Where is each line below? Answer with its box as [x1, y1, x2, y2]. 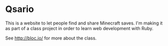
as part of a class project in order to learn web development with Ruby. [5, 25, 154, 31]
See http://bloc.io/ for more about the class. [5, 35, 97, 41]
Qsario [5, 3, 34, 15]
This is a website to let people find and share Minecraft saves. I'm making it [5, 20, 163, 26]
